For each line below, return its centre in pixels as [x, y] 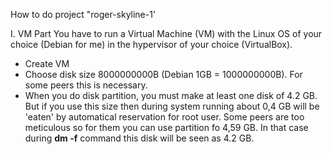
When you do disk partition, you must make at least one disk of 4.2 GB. [171, 95]
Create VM [47, 63]
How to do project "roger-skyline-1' [83, 14]
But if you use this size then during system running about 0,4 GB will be [172, 106]
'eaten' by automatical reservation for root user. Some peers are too [164, 117]
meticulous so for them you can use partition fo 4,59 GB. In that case [166, 127]
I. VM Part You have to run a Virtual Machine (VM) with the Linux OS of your [166, 33]
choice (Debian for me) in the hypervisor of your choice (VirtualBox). [151, 44]
